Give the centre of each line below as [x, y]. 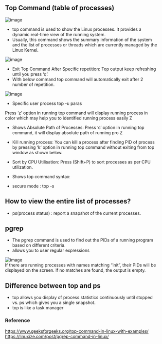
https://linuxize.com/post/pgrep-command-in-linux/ [57, 336]
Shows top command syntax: [41, 176]
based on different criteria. [39, 245]
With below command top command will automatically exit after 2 [78, 79]
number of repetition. [33, 84]
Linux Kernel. [25, 50]
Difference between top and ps [53, 286]
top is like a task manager [38, 308]
